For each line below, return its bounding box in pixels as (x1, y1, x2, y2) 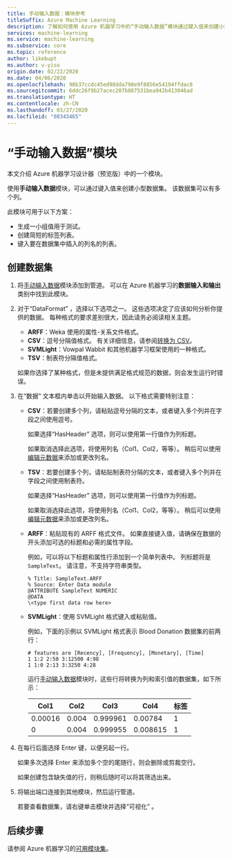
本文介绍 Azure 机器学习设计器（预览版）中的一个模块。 (7, 169, 167, 177)
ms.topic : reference (7, 49, 67, 56)
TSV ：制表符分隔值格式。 (27, 354, 101, 362)
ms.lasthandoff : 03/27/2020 (7, 107, 88, 114)
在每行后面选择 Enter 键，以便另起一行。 (17, 743, 133, 752)
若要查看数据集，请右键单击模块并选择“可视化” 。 (17, 802, 158, 811)
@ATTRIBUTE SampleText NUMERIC (27, 588, 118, 595)
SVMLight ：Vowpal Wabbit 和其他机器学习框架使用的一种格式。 (27, 345, 211, 354)
